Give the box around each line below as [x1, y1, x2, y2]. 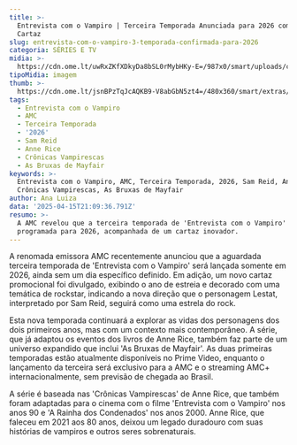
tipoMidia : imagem [9, 71, 77, 80]
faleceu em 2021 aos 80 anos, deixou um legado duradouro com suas [9, 417, 263, 427]
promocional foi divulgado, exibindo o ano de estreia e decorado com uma [9, 280, 280, 290]
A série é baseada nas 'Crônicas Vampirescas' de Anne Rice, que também [9, 388, 280, 399]
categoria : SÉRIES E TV [9, 46, 97, 55]
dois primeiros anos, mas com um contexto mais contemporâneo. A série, [9, 325, 278, 335]
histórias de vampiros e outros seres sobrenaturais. [9, 426, 196, 437]
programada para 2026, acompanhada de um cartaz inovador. [17, 226, 240, 235]
